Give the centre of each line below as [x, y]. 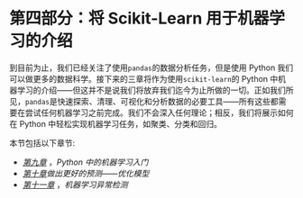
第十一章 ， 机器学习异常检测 [75, 184]
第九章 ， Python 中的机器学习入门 [85, 162]
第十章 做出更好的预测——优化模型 [86, 173]
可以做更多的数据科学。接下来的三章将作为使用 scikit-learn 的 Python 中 [144, 78]
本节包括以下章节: [42, 143]
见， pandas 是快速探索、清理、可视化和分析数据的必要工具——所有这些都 [144, 101]
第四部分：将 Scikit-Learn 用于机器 [139, 18]
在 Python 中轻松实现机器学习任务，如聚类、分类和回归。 [116, 123]
